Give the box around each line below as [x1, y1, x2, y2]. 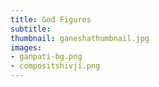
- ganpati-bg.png [10, 52, 83, 62]
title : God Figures [10, 14, 92, 25]
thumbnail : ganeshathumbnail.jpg [10, 33, 150, 43]
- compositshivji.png [10, 61, 101, 71]
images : [10, 42, 43, 53]
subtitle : [10, 24, 52, 34]
